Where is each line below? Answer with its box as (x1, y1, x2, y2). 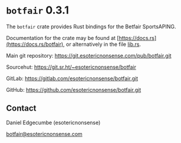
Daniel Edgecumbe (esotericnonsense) (6, 119, 101, 126)
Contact (6, 104, 37, 114)
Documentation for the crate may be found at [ (6, 34, 119, 41)
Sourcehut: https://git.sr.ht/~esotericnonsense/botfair (6, 63, 137, 71)
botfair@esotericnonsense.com (6, 130, 83, 137)
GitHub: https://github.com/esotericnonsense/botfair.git (6, 86, 141, 93)
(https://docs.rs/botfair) (6, 41, 64, 48)
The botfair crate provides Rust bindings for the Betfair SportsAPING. (6, 23, 176, 30)
